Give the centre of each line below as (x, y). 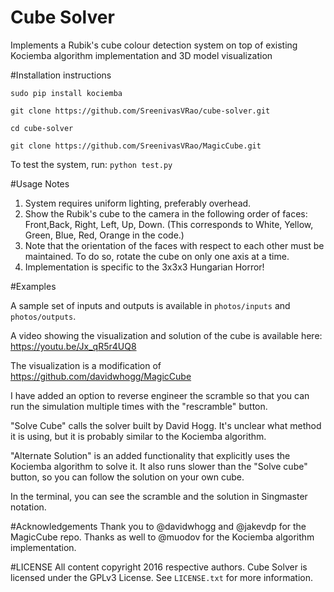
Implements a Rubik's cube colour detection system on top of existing (154, 45)
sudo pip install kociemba (66, 93)
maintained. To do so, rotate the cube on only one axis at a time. (157, 256)
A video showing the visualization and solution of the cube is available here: (166, 335)
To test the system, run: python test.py (91, 164)
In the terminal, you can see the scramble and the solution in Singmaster (159, 496)
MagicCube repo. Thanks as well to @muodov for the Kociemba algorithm (162, 537)
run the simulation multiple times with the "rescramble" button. (139, 406)
